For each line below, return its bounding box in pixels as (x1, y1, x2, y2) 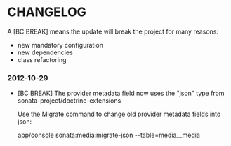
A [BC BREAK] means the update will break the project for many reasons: (7, 27, 219, 36)
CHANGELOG (7, 4, 86, 20)
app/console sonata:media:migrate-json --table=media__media (17, 131, 200, 140)
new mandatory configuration (17, 41, 104, 49)
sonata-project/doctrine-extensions (17, 96, 121, 105)
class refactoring (17, 55, 67, 64)
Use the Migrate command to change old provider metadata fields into (17, 110, 221, 119)
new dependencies (17, 48, 74, 57)
